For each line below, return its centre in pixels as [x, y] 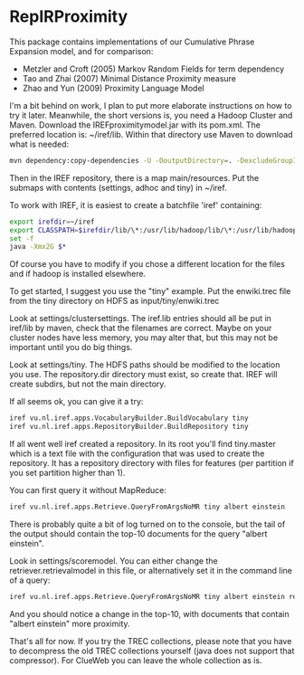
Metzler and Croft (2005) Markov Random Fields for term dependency [153, 69]
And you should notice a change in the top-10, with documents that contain [149, 613]
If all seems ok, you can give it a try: [76, 402]
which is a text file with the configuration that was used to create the [137, 453]
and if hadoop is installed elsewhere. [78, 274]
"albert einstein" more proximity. [70, 623]
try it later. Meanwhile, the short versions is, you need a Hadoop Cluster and [151, 115]
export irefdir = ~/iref [52, 222]
